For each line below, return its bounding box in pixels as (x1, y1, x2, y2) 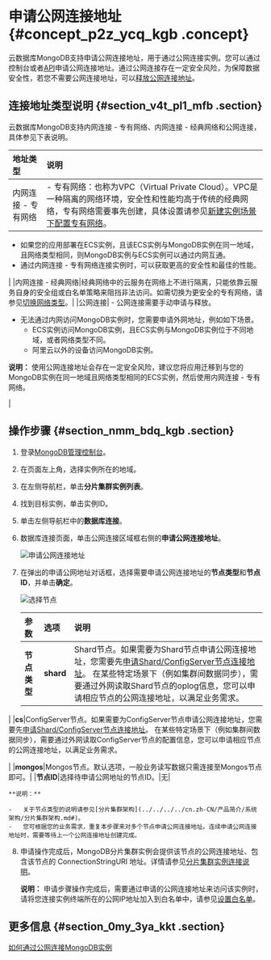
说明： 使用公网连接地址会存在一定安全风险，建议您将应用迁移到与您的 (8, 362, 244, 372)
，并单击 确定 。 (27, 577, 77, 587)
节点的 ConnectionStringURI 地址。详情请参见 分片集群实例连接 (34, 856, 244, 866)
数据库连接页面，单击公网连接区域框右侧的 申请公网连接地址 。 (19, 533, 226, 543)
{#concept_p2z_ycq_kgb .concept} (8, 25, 250, 44)
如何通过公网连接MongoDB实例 (8, 943, 113, 953)
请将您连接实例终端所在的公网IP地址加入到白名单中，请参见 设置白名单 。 (19, 894, 261, 903)
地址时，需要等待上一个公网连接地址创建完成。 (8, 831, 141, 839)
